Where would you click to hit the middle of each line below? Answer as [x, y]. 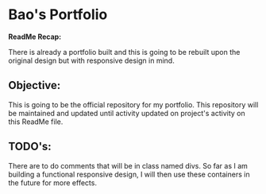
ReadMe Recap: [35, 37]
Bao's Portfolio [58, 15]
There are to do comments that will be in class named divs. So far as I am [128, 165]
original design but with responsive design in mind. [91, 60]
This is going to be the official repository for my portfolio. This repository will [133, 104]
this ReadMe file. [36, 122]
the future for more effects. [53, 182]
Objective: [35, 85]
